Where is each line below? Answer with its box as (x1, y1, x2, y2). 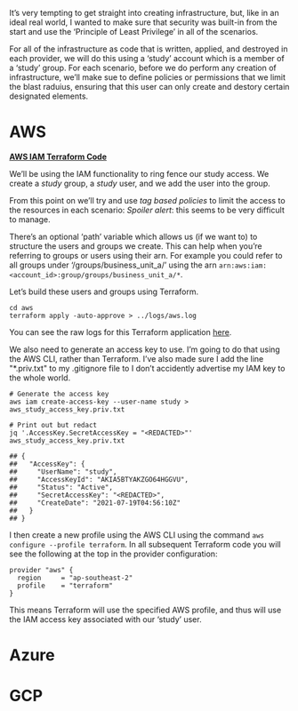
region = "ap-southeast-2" (17, 573, 133, 582)
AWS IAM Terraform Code (9, 151, 108, 162)
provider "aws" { (9, 565, 74, 574)
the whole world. (9, 372, 71, 383)
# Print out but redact (9, 420, 98, 429)
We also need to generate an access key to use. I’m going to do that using (9, 344, 280, 355)
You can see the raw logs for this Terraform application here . (9, 326, 232, 337)
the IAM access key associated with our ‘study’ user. (9, 613, 202, 625)
